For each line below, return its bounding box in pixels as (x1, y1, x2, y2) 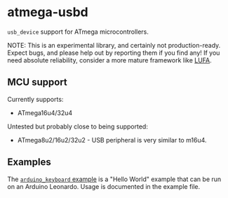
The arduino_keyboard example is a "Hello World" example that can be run (7, 175, 222, 183)
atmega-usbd (7, 4, 89, 20)
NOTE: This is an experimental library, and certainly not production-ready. (7, 41, 221, 49)
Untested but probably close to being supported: (7, 122, 149, 131)
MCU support (7, 77, 68, 88)
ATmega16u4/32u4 (17, 108, 73, 117)
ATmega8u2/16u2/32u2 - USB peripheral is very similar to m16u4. (17, 136, 207, 144)
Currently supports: (7, 95, 64, 103)
